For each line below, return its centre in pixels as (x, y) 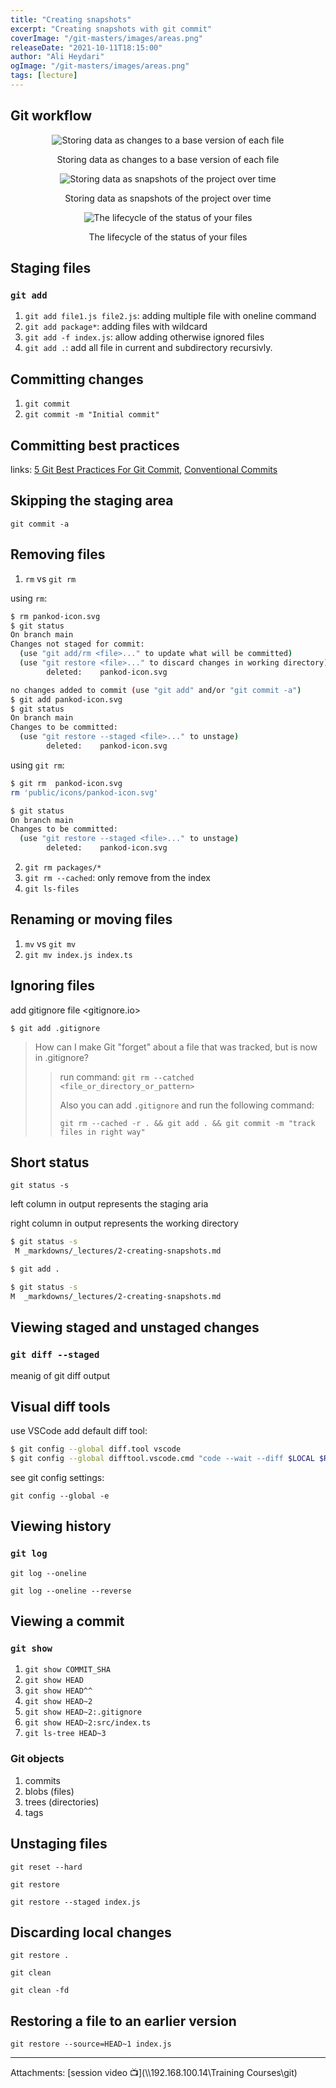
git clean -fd (40, 1991)
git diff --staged (55, 1355)
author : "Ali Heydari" (57, 57)
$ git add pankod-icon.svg (66, 699)
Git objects (37, 1759)
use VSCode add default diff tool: (79, 1431)
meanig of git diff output (60, 1375)
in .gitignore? (61, 1057)
